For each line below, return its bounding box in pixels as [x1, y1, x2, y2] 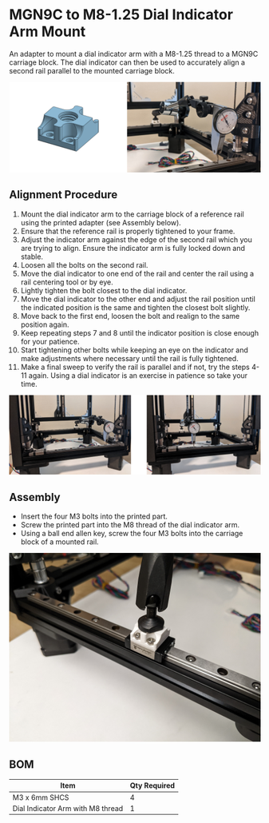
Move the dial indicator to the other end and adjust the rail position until [20, 294, 256, 304]
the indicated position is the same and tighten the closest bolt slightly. [20, 302, 251, 312]
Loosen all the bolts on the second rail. [20, 260, 148, 269]
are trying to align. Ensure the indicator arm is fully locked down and [20, 243, 246, 252]
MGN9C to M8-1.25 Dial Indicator [9, 6, 234, 24]
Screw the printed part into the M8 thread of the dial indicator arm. [20, 520, 240, 530]
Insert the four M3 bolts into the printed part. [20, 511, 168, 521]
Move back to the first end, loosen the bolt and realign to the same [20, 311, 240, 320]
